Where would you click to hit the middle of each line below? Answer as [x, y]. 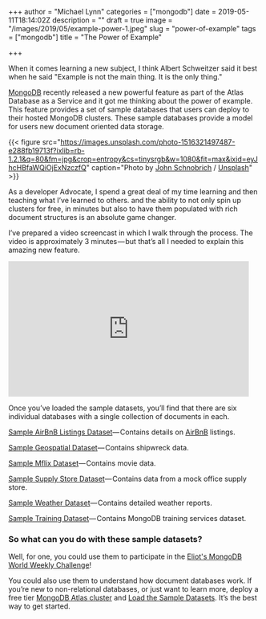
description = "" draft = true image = [112, 20]
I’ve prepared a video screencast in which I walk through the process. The [131, 233]
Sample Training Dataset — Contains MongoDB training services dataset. [127, 518]
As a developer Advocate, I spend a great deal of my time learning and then [133, 191]
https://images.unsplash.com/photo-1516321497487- [147, 142]
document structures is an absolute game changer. [92, 217]
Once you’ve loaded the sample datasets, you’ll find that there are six [123, 408]
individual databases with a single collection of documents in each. [119, 416]
